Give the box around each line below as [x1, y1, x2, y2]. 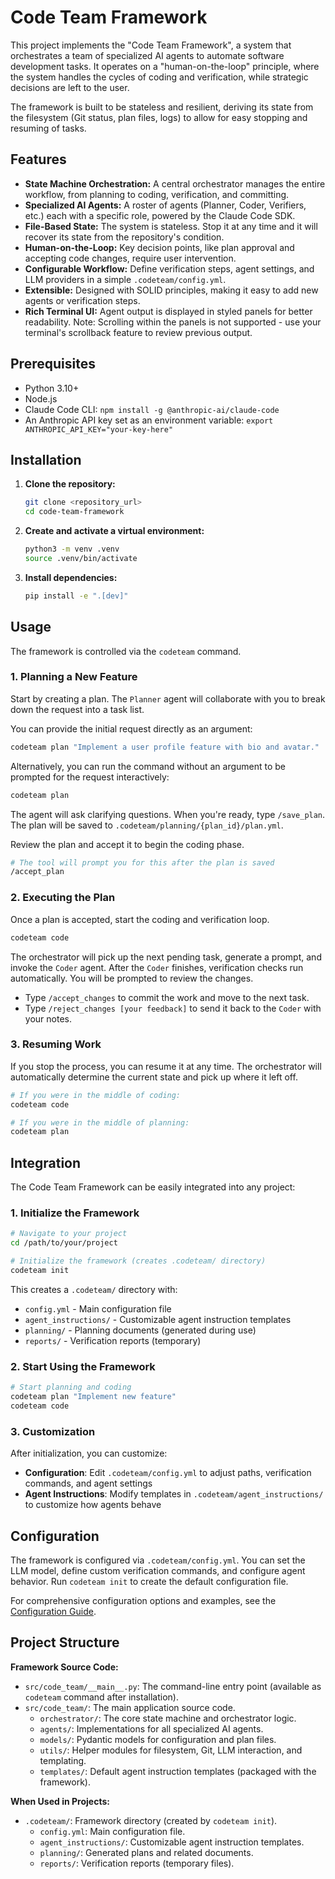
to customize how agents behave [24, 1499, 162, 1511]
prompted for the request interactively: [10, 771, 170, 783]
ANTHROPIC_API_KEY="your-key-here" [24, 424, 174, 435]
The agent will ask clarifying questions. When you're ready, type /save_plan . [10, 808, 326, 820]
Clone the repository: [24, 478, 116, 490]
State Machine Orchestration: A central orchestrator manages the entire [24, 177, 326, 190]
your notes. [24, 1012, 72, 1025]
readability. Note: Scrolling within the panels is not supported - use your [24, 316, 322, 328]
